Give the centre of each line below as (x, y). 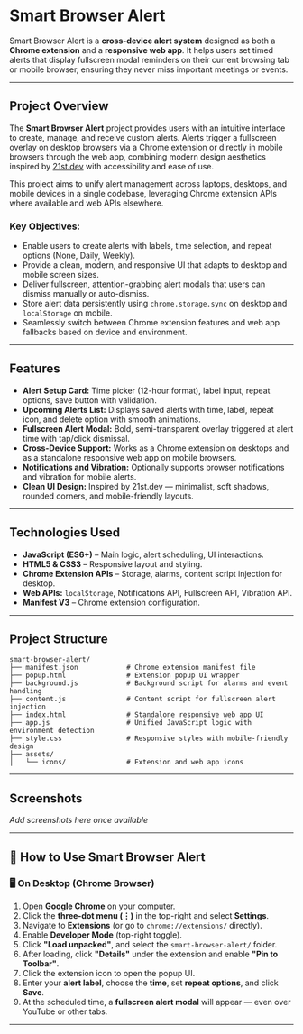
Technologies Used (64, 533)
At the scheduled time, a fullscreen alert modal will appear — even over (156, 1002)
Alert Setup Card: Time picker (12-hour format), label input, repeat (146, 390)
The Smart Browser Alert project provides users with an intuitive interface (147, 128)
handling (26, 691)
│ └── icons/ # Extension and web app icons (127, 763)
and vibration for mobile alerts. (79, 476)
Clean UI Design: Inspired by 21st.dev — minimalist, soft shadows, (146, 486)
